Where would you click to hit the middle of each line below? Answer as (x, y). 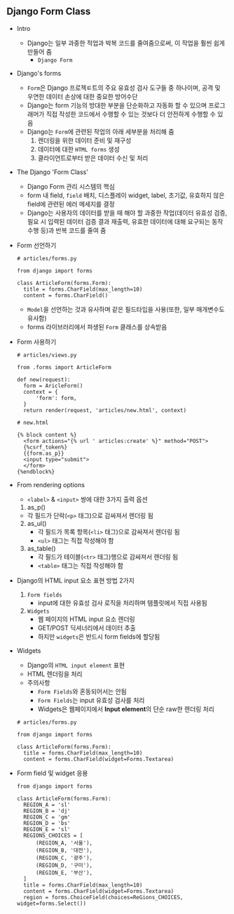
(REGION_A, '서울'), (64, 843)
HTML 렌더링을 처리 (55, 674)
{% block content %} (47, 435)
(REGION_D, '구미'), (64, 865)
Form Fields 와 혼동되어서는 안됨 (82, 691)
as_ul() (37, 523)
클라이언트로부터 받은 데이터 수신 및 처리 (93, 158)
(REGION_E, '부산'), (64, 873)
